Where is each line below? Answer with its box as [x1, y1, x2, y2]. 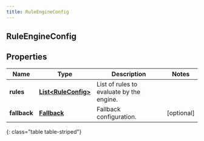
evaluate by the [97, 87, 141, 96]
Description [111, 70, 146, 78]
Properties [6, 52, 47, 62]
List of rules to [97, 80, 138, 88]
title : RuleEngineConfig [6, 8, 69, 15]
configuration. [97, 113, 137, 121]
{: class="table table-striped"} [6, 128, 82, 135]
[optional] [166, 108, 195, 117]
